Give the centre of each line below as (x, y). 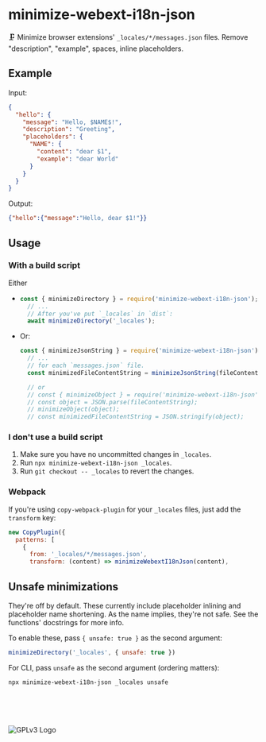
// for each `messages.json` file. (86, 366)
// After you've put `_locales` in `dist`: (100, 314)
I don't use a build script (56, 437)
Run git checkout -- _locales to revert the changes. (107, 471)
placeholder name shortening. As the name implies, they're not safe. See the (133, 614)
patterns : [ (35, 539)
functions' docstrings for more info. (66, 622)
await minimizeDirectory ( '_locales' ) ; (91, 321)
